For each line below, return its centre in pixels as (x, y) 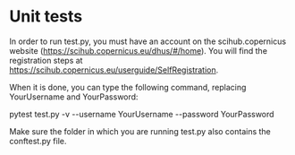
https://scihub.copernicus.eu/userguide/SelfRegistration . (114, 70)
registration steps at (46, 60)
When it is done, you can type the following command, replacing (128, 87)
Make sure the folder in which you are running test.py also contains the (140, 131)
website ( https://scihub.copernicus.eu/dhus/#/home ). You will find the (139, 50)
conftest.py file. (38, 141)
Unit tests (46, 17)
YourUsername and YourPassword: (74, 97)
